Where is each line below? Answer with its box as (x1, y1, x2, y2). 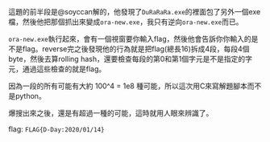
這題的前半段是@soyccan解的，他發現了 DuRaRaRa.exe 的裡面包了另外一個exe (8, 7, 261, 16)
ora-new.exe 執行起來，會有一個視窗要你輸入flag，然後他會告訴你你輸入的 (8, 34, 251, 43)
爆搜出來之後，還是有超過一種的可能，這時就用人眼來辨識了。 (8, 108, 214, 118)
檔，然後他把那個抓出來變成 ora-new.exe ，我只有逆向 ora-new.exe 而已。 (8, 17, 243, 26)
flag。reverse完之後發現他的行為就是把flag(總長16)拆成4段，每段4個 (22, 44, 250, 54)
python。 (15, 91, 46, 100)
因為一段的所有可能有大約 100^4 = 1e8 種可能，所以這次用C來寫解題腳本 (8, 81, 248, 91)
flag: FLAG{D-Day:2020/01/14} (8, 124, 105, 134)
